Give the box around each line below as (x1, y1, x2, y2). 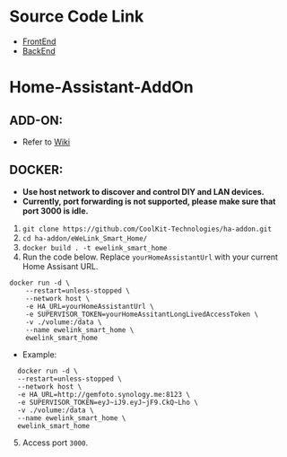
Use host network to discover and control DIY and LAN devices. (22, 186, 265, 197)
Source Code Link (9, 6, 144, 27)
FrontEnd (22, 36, 57, 47)
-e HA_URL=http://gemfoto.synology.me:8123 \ (17, 390, 191, 399)
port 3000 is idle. (22, 205, 89, 216)
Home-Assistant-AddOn (9, 77, 195, 98)
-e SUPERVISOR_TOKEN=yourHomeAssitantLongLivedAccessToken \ (25, 310, 258, 319)
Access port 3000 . (22, 437, 88, 448)
